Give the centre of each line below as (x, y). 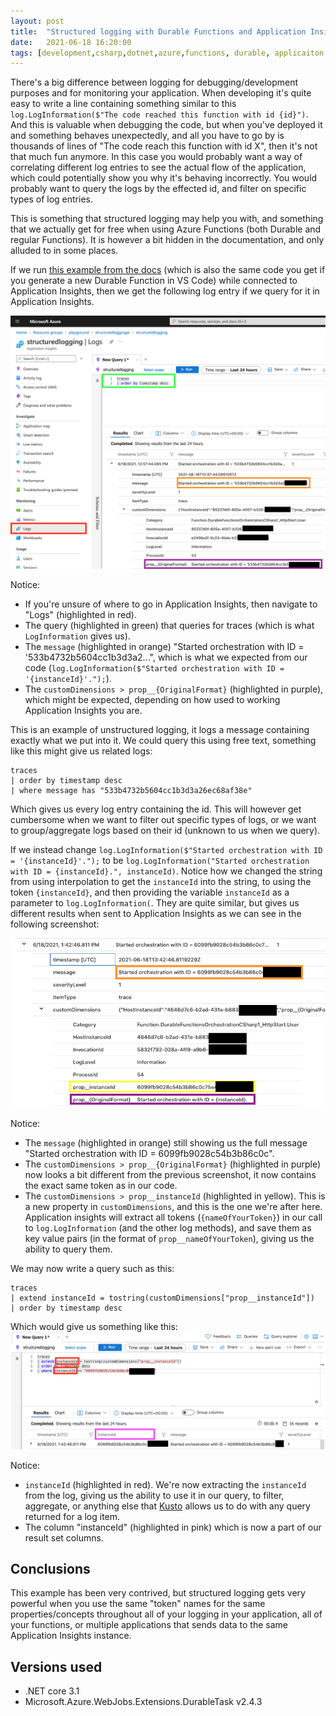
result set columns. (64, 1537)
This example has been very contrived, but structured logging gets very (158, 1593)
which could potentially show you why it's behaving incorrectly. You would (164, 178)
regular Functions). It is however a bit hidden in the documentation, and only (167, 240)
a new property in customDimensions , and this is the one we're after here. (173, 1206)
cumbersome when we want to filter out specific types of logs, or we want (163, 819)
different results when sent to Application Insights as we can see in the (156, 913)
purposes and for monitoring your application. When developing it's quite (161, 93)
